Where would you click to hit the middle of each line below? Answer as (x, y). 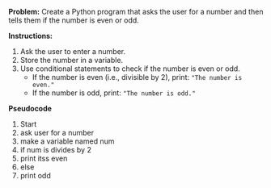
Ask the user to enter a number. (73, 51)
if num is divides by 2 (55, 150)
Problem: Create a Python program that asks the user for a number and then (136, 12)
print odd (35, 175)
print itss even (44, 158)
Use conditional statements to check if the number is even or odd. (130, 69)
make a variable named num (67, 141)
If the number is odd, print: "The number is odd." (114, 93)
